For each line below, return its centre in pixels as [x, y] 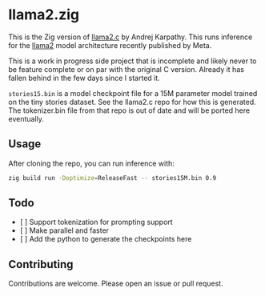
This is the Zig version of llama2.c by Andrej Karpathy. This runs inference [130, 37]
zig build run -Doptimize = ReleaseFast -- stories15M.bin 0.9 [112, 178]
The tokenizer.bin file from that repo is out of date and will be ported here [129, 110]
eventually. [26, 118]
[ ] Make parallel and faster [64, 230]
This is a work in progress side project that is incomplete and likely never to [133, 61]
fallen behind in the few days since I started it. [84, 78]
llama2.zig [44, 15]
